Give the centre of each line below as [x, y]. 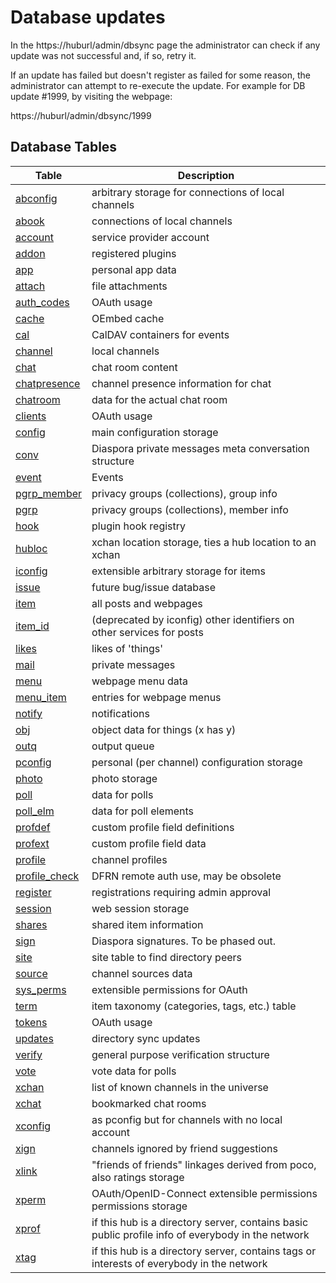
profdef [33, 827]
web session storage [140, 908]
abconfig [36, 198]
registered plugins [134, 253]
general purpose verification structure [180, 1054]
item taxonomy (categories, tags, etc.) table [194, 1006]
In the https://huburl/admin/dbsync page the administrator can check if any [165, 45]
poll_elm [35, 811]
